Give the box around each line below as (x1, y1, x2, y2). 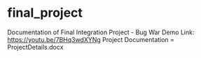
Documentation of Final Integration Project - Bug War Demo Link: (7, 28, 195, 36)
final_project (7, 5, 83, 21)
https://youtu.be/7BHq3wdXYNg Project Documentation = (7, 35, 175, 43)
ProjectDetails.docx (7, 43, 64, 51)
